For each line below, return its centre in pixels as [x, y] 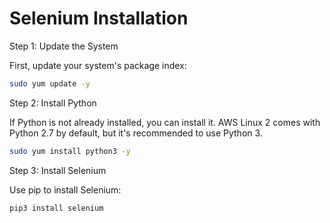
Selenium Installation [99, 18]
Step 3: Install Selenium [58, 170]
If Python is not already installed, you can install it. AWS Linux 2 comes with [165, 122]
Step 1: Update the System [64, 46]
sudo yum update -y [50, 83]
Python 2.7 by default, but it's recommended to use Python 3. [136, 133]
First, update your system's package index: [98, 65]
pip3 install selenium [56, 208]
